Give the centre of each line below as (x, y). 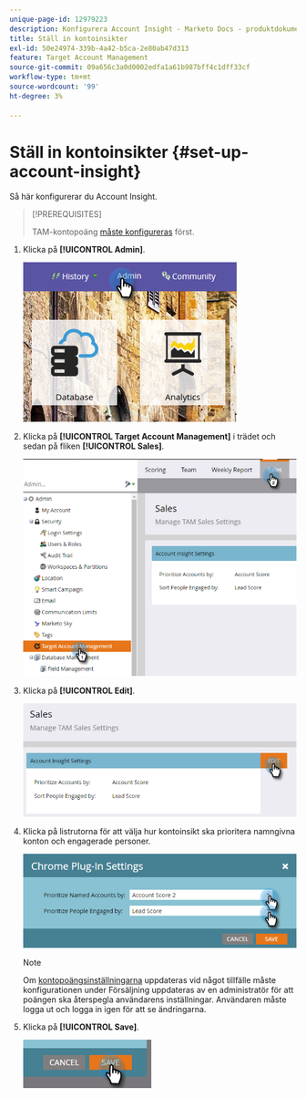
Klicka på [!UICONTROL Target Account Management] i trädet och (149, 437)
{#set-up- (210, 152)
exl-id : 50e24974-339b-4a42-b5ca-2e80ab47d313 (99, 48)
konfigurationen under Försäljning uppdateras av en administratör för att (158, 990)
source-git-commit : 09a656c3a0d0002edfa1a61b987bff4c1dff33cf (130, 67)
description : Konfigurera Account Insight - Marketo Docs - (126, 29)
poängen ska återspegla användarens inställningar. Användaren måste (154, 1000)
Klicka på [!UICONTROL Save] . (81, 1027)
